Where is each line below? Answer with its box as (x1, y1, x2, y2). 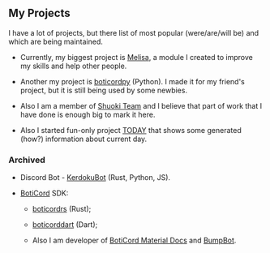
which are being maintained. (8, 36, 103, 46)
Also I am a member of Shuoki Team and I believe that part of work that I (19, 101, 263, 110)
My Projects (8, 6, 71, 20)
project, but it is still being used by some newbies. (19, 85, 188, 95)
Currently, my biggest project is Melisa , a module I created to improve (19, 52, 253, 62)
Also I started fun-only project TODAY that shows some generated (19, 125, 242, 135)
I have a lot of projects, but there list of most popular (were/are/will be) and (8, 28, 259, 37)
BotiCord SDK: (19, 188, 69, 198)
